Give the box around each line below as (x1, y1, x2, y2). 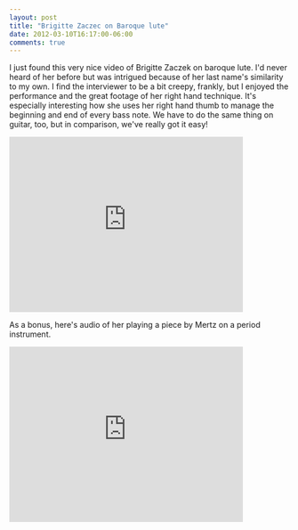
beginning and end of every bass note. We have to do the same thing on (9, 110, 274, 120)
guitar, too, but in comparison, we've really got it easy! (9, 119, 209, 130)
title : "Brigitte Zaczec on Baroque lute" (9, 21, 169, 30)
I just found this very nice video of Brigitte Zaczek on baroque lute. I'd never (9, 62, 287, 73)
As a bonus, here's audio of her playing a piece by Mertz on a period (9, 320, 261, 330)
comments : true (9, 37, 66, 47)
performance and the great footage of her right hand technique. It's (9, 91, 256, 102)
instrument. (9, 329, 52, 339)
